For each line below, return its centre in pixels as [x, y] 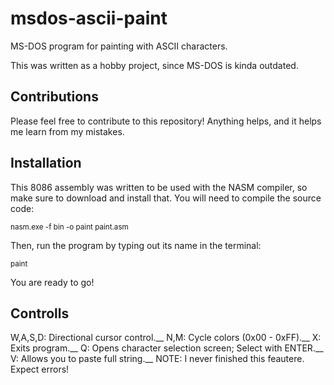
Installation [46, 163]
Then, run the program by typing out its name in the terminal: [136, 245]
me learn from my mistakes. [67, 131]
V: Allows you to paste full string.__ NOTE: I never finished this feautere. [157, 359]
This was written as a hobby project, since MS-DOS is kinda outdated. [154, 65]
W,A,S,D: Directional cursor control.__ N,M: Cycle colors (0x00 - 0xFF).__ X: [166, 338]
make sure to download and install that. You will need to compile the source [166, 198]
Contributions [54, 97]
